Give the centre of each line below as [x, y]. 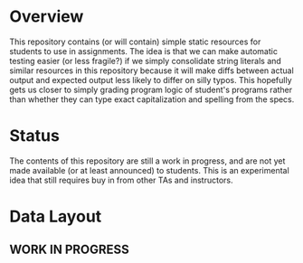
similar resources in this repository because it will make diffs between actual [151, 70]
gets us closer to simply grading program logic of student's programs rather [151, 89]
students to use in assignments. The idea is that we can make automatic [144, 51]
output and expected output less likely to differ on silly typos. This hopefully [151, 80]
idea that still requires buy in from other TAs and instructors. [121, 180]
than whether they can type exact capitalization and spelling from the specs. [152, 99]
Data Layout [56, 216]
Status [35, 136]
